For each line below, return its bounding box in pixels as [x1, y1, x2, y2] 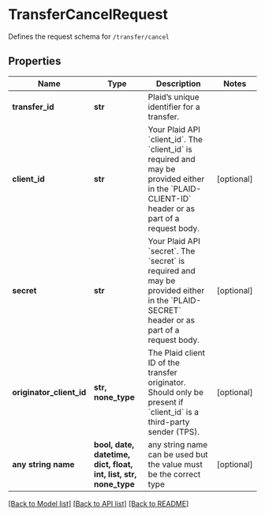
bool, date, [93, 439, 135, 450]
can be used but [147, 449, 208, 460]
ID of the [147, 357, 180, 368]
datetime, [93, 449, 131, 460]
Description [156, 77, 201, 89]
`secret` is [147, 255, 185, 266]
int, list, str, [93, 469, 137, 480]
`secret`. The [147, 245, 196, 256]
